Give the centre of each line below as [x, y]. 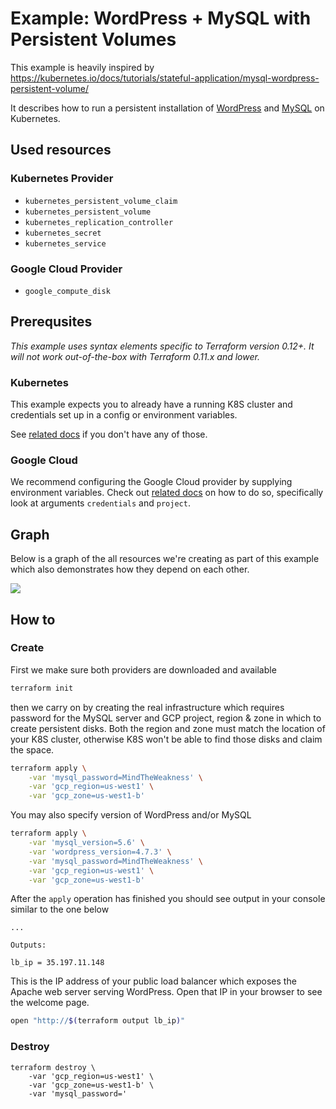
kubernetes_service [65, 243]
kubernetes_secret [63, 233]
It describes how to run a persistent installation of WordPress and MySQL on [167, 108]
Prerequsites [51, 322]
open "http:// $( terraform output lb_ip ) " [98, 1021]
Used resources [61, 150]
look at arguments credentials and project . [100, 503]
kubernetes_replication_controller [99, 222]
